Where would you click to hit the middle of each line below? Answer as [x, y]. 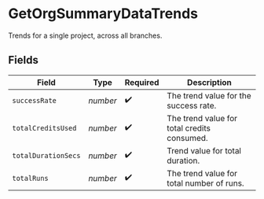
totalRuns [30, 178]
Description [209, 82]
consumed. [187, 138]
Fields [24, 60]
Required [142, 82]
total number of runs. [206, 183]
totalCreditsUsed [44, 128]
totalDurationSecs [46, 155]
